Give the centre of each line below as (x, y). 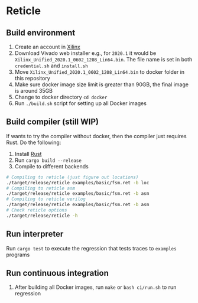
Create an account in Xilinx (48, 47)
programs (18, 255)
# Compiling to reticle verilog (46, 199)
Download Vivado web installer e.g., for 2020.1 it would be (85, 53)
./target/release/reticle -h (42, 216)
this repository (32, 78)
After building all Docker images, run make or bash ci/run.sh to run (95, 287)
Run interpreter (35, 234)
